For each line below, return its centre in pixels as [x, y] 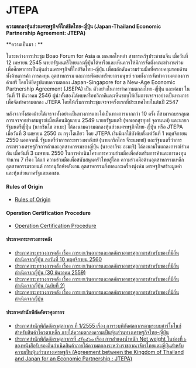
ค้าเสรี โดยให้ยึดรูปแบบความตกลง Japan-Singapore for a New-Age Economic [91, 82]
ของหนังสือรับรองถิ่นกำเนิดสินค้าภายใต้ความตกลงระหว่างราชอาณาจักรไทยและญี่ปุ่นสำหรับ [99, 345]
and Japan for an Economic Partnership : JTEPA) [73, 358]
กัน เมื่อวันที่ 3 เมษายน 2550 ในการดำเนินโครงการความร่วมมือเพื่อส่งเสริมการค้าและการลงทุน [96, 153]
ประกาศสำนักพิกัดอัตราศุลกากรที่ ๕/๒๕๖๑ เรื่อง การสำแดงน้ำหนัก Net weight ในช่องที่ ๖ [100, 339]
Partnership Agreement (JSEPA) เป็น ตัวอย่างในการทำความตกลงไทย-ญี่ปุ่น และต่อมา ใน [98, 89]
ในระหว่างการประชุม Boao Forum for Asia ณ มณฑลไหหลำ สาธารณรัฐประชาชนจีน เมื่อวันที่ [97, 55]
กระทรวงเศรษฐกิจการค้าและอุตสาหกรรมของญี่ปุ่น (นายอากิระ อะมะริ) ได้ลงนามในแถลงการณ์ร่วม [98, 146]
